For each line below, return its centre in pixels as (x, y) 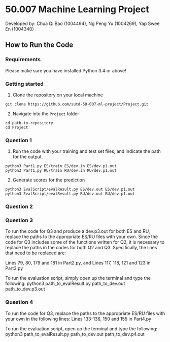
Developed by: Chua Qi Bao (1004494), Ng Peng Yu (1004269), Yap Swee (82, 23)
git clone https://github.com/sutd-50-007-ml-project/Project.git (77, 104)
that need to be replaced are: (36, 253)
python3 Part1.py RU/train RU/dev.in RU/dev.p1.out (61, 171)
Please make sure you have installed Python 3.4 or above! (66, 70)
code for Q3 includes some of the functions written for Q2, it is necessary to (85, 242)
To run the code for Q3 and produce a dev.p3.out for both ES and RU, (78, 231)
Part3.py (14, 268)
